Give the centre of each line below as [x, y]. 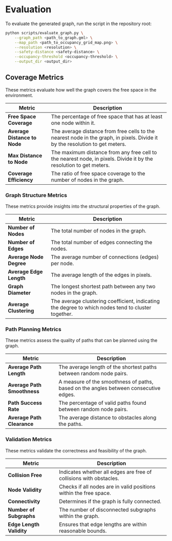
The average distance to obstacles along [107, 418]
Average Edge [25, 272]
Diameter [19, 293]
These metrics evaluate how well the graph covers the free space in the [81, 90]
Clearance [21, 424]
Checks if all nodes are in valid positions [107, 486]
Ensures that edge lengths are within [103, 524]
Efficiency [20, 180]
